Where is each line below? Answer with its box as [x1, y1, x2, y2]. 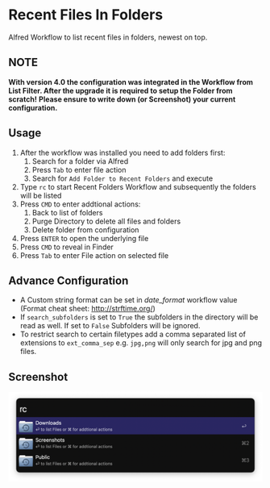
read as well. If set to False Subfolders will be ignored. [19, 321, 201, 331]
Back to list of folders [31, 207, 103, 217]
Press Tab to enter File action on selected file [19, 250, 169, 260]
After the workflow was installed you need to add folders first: [19, 148, 226, 157]
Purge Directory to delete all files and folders [31, 216, 181, 226]
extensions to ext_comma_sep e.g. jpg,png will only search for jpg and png [19, 338, 263, 348]
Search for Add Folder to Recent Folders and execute [31, 173, 214, 183]
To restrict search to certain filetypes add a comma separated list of [19, 329, 246, 340]
